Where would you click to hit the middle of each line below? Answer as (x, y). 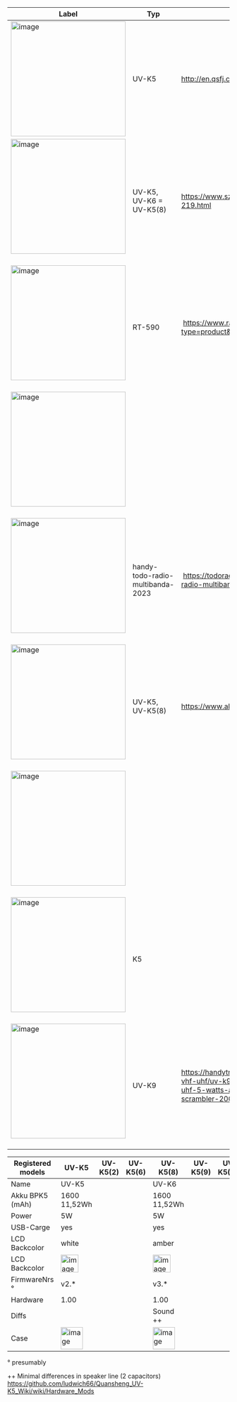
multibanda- (154, 584)
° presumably (27, 1362)
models (32, 1172)
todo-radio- (153, 576)
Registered (32, 1163)
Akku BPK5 (30, 1196)
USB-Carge (31, 1227)
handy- (146, 567)
